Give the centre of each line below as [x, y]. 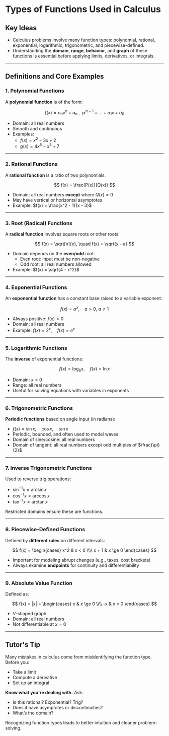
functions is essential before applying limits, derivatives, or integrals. [83, 56]
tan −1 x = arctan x [30, 501]
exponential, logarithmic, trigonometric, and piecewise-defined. [78, 45]
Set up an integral [31, 683]
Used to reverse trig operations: [38, 479]
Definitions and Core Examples [55, 77]
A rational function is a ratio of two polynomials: [56, 175]
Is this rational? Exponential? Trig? [48, 702]
